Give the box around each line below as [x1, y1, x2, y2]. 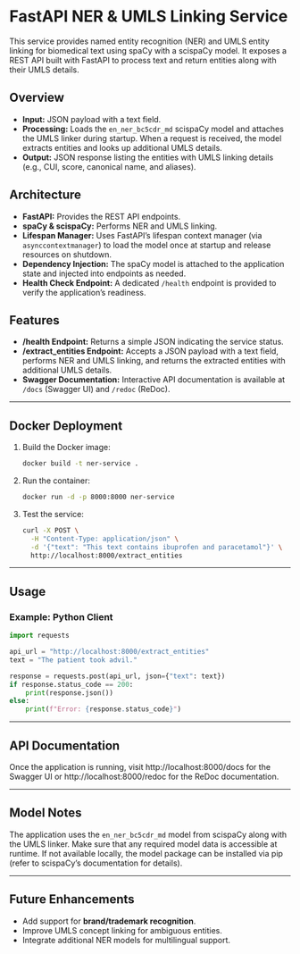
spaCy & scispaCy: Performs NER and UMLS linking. [21, 221, 218, 231]
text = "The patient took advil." [9, 655, 138, 665]
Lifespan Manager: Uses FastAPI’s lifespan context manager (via [21, 230, 262, 240]
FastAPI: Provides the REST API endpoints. [21, 211, 181, 222]
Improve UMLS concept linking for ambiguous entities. [21, 925, 223, 935]
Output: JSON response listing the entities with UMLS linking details [21, 152, 274, 163]
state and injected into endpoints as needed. [21, 268, 187, 279]
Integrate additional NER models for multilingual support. [21, 934, 230, 945]
